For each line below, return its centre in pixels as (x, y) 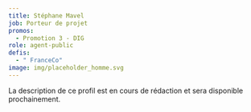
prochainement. (35, 99)
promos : (21, 30)
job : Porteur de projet (48, 23)
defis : (19, 53)
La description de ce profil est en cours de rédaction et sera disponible (126, 90)
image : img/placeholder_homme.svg (66, 68)
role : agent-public (41, 46)
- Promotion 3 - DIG (50, 38)
